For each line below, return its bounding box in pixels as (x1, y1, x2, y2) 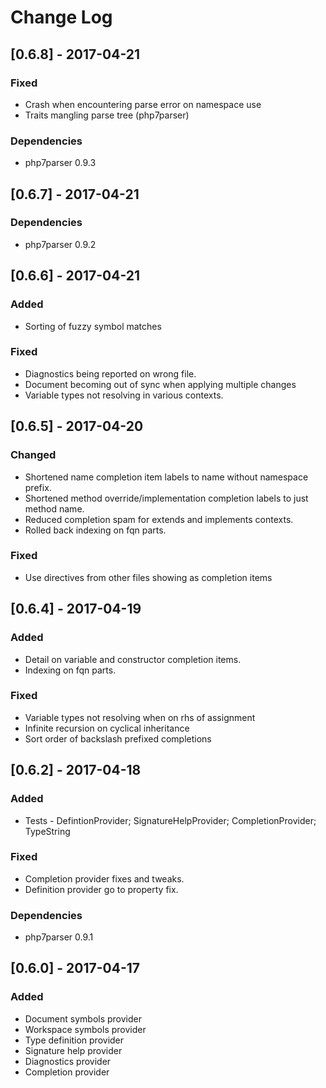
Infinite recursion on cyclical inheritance (24, 722, 190, 734)
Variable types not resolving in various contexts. (24, 389, 224, 401)
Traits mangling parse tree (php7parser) (24, 109, 190, 121)
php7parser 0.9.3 (24, 157, 97, 169)
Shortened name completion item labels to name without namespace (24, 471, 309, 483)
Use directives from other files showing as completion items (24, 571, 273, 583)
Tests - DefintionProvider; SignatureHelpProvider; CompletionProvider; (24, 814, 317, 826)
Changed (10, 448, 57, 462)
